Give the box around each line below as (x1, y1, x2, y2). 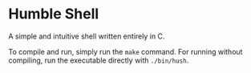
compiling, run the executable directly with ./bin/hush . (8, 55, 189, 65)
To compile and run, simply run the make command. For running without (8, 47, 243, 56)
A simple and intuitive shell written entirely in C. (8, 31, 165, 41)
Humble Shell (8, 5, 99, 23)
